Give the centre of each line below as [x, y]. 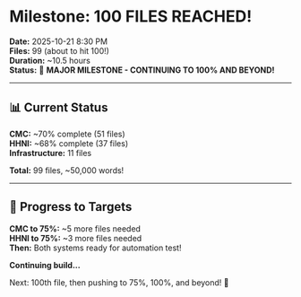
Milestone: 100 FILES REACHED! [131, 17]
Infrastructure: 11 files [51, 153]
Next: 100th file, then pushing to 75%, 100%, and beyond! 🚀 [119, 282]
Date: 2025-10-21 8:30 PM [59, 41]
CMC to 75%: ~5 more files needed [75, 228]
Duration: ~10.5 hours [50, 60]
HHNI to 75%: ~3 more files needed [76, 238]
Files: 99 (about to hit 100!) [60, 50]
